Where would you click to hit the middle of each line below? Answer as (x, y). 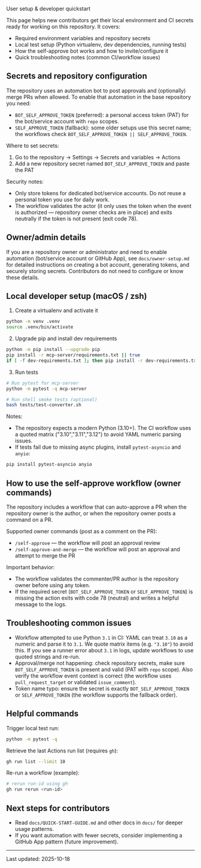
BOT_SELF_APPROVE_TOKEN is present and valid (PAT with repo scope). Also (104, 669)
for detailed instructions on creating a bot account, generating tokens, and (98, 264)
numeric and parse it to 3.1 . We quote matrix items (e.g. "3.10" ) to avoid (104, 644)
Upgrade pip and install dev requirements (66, 338)
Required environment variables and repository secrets (83, 38)
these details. (23, 277)
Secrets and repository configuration (77, 76)
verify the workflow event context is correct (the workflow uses (93, 676)
